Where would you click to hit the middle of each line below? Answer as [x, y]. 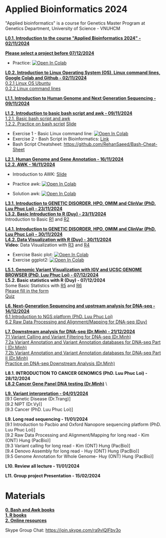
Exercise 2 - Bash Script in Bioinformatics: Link [60, 139]
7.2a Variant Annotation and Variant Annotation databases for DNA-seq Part [83, 342]
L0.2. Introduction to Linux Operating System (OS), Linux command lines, [83, 72]
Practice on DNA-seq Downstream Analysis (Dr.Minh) [60, 363]
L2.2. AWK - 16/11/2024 [30, 164]
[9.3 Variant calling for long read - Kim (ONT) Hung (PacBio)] [68, 445]
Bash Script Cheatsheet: [37, 144]
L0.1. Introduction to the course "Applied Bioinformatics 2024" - [73, 38]
